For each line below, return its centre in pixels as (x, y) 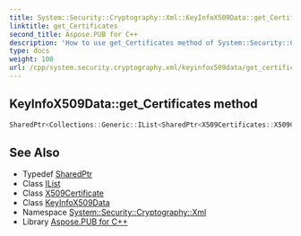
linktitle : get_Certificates (64, 26)
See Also (34, 152)
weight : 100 (31, 59)
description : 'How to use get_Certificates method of (112, 43)
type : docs (30, 51)
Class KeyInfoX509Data (66, 203)
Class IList (41, 184)
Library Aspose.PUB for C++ (75, 222)
